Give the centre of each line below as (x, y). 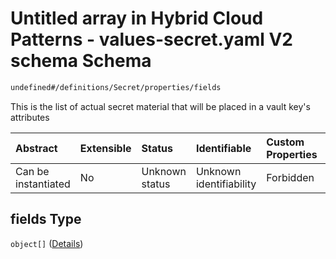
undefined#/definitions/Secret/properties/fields (116, 87)
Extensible (105, 148)
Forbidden (290, 177)
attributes (30, 117)
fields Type (46, 219)
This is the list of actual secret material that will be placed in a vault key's (160, 106)
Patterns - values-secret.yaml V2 (151, 39)
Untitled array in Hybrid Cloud (137, 18)
